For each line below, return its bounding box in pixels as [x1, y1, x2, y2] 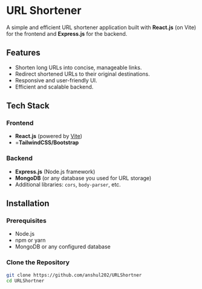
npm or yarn [15, 237, 46, 244]
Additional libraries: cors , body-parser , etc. [15, 181, 121, 188]
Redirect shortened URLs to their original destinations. [15, 70, 150, 78]
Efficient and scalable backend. [15, 83, 94, 90]
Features [6, 48, 41, 58]
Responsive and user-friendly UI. [15, 76, 97, 84]
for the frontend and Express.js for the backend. [6, 30, 128, 37]
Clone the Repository [6, 258, 70, 267]
